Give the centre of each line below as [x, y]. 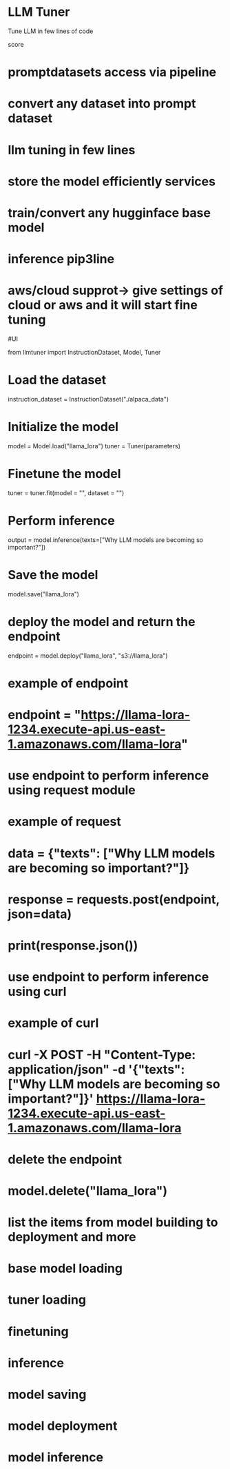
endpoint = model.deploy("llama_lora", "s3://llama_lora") [88, 656]
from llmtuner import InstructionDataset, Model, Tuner [84, 352]
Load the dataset [57, 380]
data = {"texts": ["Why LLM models [112, 853]
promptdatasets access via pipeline [112, 72]
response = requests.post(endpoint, [114, 899]
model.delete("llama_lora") [88, 1190]
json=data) [40, 914]
